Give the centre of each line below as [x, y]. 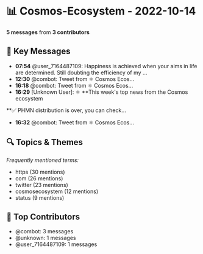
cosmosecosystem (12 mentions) [57, 191]
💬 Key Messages [39, 51]
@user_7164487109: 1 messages [56, 244]
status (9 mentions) [40, 197]
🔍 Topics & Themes [45, 142]
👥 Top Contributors [43, 217]
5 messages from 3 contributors [48, 32]
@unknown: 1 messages [45, 238]
